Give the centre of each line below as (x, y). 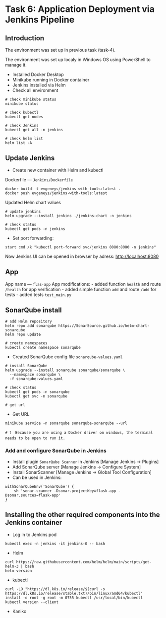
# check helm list (24, 139)
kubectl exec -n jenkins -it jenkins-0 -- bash (55, 543)
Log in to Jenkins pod (34, 535)
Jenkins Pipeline (40, 20)
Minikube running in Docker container (51, 80)
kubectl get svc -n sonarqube (36, 396)
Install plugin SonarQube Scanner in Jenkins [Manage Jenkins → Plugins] (85, 462)
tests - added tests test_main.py (38, 295)
